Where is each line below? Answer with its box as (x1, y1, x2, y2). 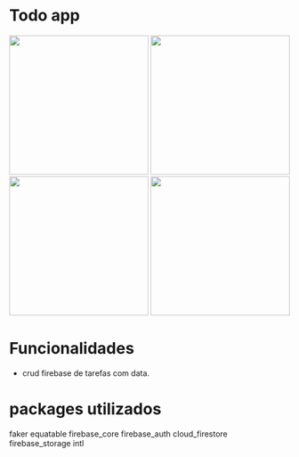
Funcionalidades (9, 339, 135, 359)
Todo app (9, 5, 80, 26)
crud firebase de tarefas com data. (21, 367, 149, 379)
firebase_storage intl (9, 437, 85, 448)
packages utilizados (9, 399, 162, 420)
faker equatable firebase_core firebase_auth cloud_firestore (9, 428, 229, 439)
